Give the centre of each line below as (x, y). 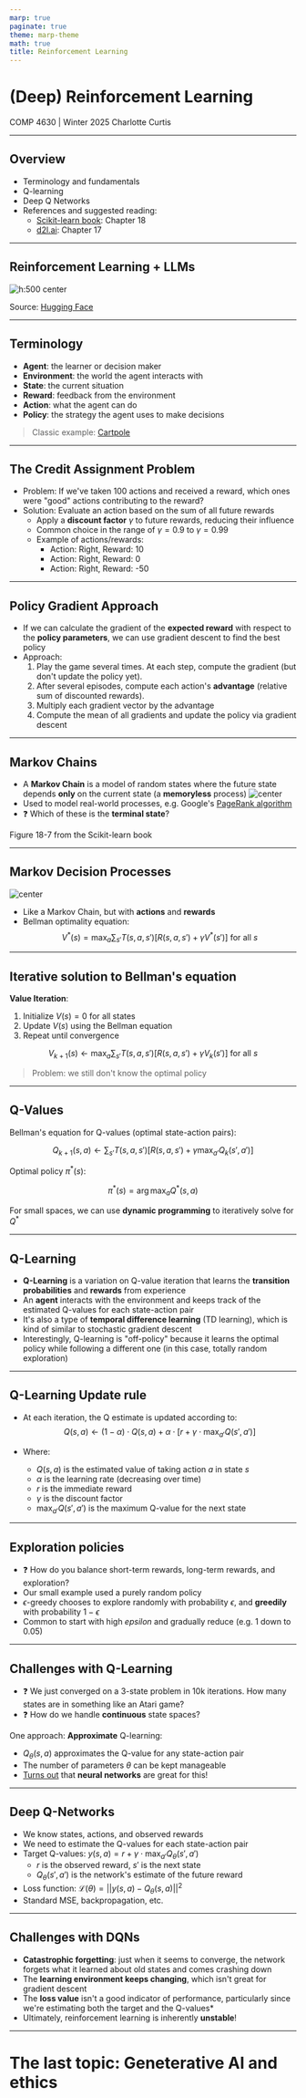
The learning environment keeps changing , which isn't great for (144, 1979)
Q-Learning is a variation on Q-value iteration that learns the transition (156, 1281)
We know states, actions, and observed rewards (113, 1833)
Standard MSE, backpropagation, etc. (93, 1900)
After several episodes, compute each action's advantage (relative (162, 686)
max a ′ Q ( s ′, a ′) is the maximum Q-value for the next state (141, 1509)
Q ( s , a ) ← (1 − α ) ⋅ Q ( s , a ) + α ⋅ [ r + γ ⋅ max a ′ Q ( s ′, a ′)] (160, 1433)
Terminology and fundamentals (81, 181)
